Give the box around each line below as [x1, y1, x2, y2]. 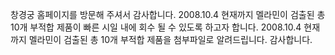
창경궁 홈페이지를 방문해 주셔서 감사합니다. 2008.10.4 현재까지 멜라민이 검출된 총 [10, 9, 326, 20]
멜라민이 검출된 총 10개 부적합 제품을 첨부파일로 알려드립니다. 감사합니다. [28, 34, 313, 45]
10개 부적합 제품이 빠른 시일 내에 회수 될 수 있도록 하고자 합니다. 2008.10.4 [10, 21, 302, 33]
